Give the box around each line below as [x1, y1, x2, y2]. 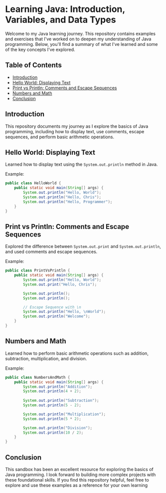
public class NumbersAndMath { [5, 375, 70, 380]
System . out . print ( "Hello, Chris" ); [23, 282, 97, 287]
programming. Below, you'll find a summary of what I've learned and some [5, 41, 158, 47]
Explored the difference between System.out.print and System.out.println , [5, 244, 161, 249]
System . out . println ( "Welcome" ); [23, 314, 91, 319]
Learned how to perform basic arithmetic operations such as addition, [5, 350, 149, 356]
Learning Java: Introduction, [5, 3, 126, 15]
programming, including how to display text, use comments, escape [5, 128, 145, 134]
